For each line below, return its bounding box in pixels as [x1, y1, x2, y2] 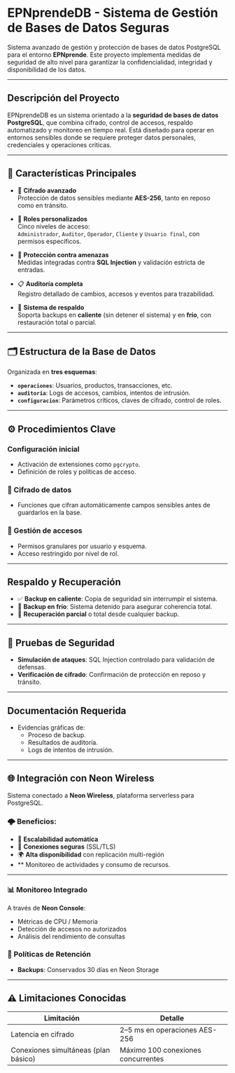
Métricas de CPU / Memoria [17, 917, 98, 926]
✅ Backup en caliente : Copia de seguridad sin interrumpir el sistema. [17, 594, 218, 603]
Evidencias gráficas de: [17, 723, 85, 732]
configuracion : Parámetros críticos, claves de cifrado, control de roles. [17, 396, 222, 404]
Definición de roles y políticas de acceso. [17, 467, 136, 476]
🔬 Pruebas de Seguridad [7, 636, 115, 649]
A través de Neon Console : [7, 903, 86, 912]
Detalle [159, 1013, 184, 1023]
